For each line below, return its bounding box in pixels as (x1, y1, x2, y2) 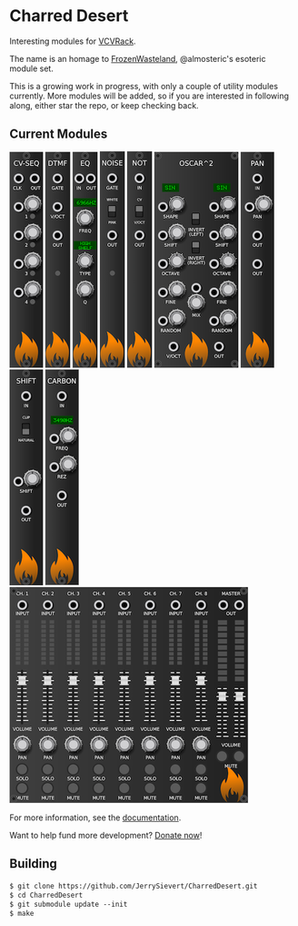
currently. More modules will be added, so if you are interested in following (9, 90, 289, 101)
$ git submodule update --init (9, 900, 128, 909)
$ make (9, 909, 35, 918)
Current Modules (9, 127, 108, 142)
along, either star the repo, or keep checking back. (9, 99, 199, 110)
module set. (9, 63, 55, 74)
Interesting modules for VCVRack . (9, 36, 136, 46)
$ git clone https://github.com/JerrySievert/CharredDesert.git (9, 881, 258, 890)
